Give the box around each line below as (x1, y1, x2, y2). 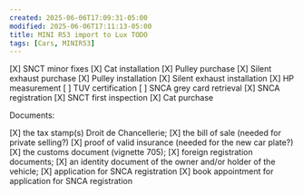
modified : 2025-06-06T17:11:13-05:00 (9, 22, 152, 31)
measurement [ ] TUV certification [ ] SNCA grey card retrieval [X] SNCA (9, 83, 280, 93)
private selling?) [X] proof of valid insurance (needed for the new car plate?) (9, 137, 294, 148)
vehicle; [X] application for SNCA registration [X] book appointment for (9, 166, 274, 177)
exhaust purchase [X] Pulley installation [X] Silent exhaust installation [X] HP (9, 73, 295, 84)
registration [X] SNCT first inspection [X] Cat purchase (9, 93, 214, 103)
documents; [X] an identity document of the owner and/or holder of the (9, 156, 276, 168)
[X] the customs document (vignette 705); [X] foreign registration (9, 147, 253, 158)
